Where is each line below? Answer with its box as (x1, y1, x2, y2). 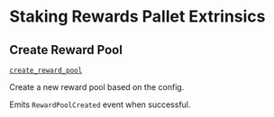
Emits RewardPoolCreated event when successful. (9, 99, 191, 110)
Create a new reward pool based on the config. (9, 82, 185, 92)
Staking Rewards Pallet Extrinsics (9, 6, 266, 27)
